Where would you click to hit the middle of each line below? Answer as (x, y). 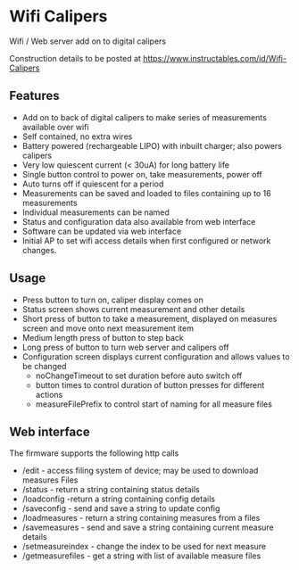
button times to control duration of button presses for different (150, 384)
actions (49, 394)
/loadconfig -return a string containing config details (119, 499)
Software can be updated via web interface (102, 231)
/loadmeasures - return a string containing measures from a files (141, 518)
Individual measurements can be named (96, 212)
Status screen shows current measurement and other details (133, 309)
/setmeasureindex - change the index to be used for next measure (144, 547)
